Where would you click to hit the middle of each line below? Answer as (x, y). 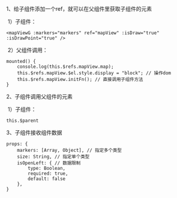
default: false (47, 179)
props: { (17, 144)
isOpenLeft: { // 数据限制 (49, 163)
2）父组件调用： (28, 50)
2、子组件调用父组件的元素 (40, 97)
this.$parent (22, 121)
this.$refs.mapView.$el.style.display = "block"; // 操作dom (94, 73)
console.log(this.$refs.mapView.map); (65, 67)
